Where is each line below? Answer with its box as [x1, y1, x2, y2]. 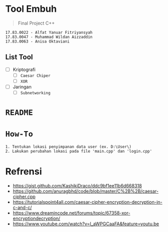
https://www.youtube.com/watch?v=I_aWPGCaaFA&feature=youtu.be [12, 221, 159, 227]
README [5, 108, 33, 118]
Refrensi [5, 166, 42, 177]
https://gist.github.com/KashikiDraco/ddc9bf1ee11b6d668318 [12, 183, 142, 189]
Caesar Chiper [20, 73, 51, 78]
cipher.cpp [12, 194, 36, 200]
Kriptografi [12, 66, 36, 72]
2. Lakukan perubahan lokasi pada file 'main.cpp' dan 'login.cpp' [5, 149, 153, 154]
